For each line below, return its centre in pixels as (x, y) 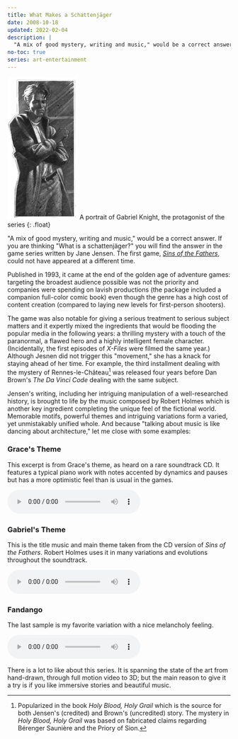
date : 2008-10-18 (33, 22)
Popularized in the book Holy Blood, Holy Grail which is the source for (119, 706)
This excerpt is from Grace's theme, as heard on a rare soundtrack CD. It (113, 464)
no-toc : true (27, 52)
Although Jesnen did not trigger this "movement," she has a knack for (109, 356)
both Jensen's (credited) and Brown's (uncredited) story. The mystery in (123, 713)
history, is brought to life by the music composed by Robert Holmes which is (119, 401)
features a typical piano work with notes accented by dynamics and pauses (118, 472)
